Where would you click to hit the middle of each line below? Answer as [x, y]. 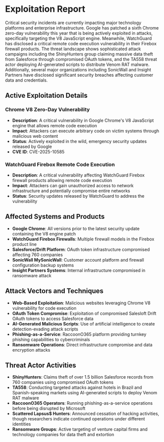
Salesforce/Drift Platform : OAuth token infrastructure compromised [81, 249]
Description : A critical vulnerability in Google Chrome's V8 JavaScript [83, 120]
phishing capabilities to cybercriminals [51, 339]
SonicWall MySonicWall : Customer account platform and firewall [78, 260]
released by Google [32, 147]
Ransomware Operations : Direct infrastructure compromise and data [82, 345]
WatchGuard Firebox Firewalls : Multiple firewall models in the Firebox [83, 239]
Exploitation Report [45, 9]
